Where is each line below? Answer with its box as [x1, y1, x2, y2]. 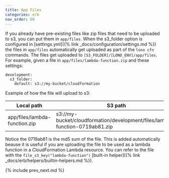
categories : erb [5, 12, 39, 17]
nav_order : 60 [5, 17, 35, 22]
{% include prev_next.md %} [5, 167, 64, 173]
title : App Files [5, 7, 42, 13]
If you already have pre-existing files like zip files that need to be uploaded [5, 31, 160, 37]
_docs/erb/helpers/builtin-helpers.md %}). [5, 157, 93, 164]
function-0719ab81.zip [56, 123, 113, 130]
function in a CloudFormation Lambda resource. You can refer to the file [5, 147, 154, 153]
